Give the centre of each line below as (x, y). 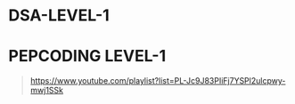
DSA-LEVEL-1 (59, 16)
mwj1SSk (47, 91)
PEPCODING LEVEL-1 (87, 56)
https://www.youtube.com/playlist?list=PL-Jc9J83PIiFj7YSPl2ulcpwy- (158, 81)
